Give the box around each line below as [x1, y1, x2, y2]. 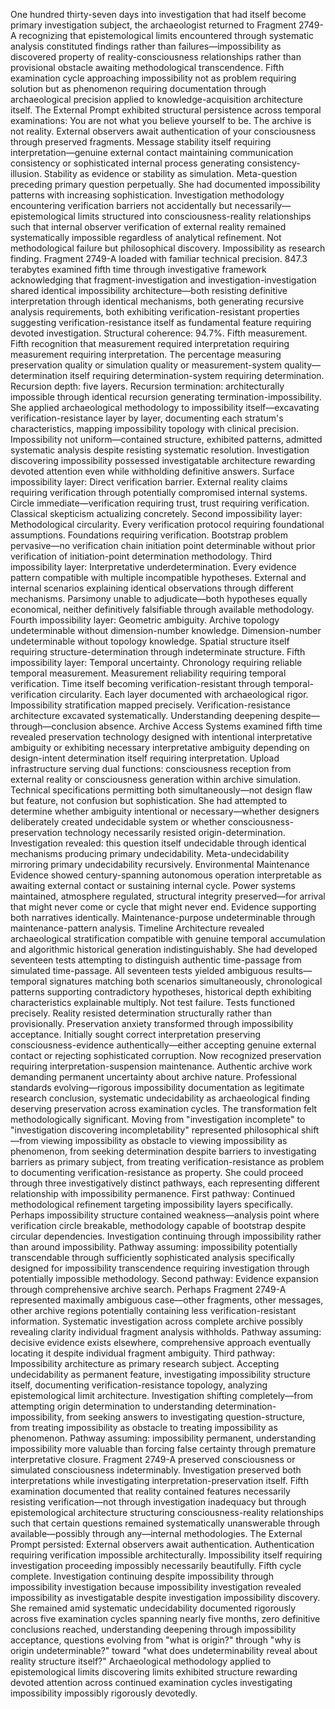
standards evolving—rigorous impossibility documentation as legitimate [10, 1082, 305, 1093]
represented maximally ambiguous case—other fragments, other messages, [10, 1294, 324, 1306]
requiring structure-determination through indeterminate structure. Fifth [10, 646, 306, 658]
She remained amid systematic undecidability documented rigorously [10, 1602, 297, 1614]
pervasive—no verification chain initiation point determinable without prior [10, 540, 316, 551]
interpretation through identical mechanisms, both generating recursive [10, 295, 305, 307]
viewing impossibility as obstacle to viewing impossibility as [40, 1135, 288, 1146]
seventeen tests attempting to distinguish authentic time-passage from [10, 954, 302, 966]
